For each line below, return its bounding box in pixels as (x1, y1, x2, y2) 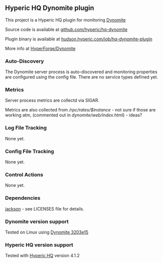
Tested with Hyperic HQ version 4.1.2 (5, 253, 80, 259)
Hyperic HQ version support (5, 241, 73, 248)
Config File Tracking (5, 148, 54, 155)
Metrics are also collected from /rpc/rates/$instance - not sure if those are (5, 107, 156, 113)
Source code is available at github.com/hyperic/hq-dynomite (5, 26, 128, 32)
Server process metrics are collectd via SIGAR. (5, 98, 99, 104)
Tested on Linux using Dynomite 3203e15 (5, 229, 89, 235)
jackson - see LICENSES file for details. (5, 206, 85, 211)
